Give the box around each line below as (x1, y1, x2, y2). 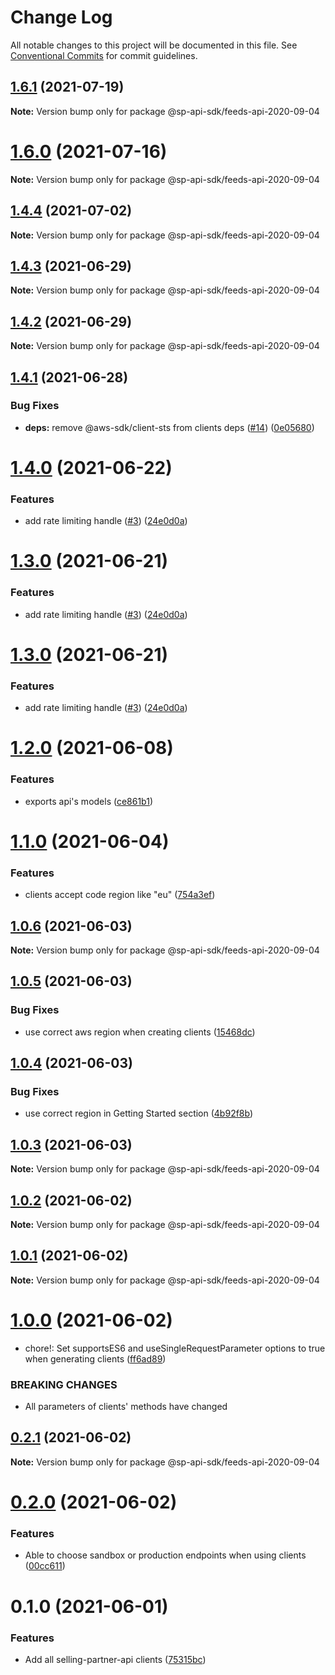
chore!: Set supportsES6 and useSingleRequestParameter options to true (24, 1342, 326, 1354)
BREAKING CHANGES (10, 1377, 118, 1391)
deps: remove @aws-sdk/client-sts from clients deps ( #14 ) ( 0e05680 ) (24, 421, 315, 433)
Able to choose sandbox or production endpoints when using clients (24, 1549, 307, 1561)
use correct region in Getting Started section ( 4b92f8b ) (24, 1107, 254, 1120)
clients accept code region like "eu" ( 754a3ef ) (24, 889, 216, 901)
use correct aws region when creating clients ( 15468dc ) (24, 1026, 256, 1038)
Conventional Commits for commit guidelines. (10, 49, 198, 61)
